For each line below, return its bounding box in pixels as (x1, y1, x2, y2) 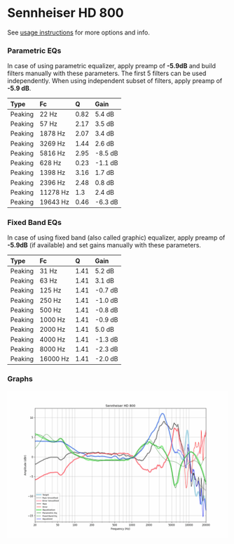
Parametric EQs (7, 46, 62, 56)
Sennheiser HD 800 (7, 5, 124, 21)
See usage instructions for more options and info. (7, 28, 151, 37)
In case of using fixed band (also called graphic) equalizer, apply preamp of (7, 233, 226, 242)
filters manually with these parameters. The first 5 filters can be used (7, 69, 207, 78)
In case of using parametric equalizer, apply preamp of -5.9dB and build (7, 62, 216, 70)
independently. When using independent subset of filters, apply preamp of (7, 77, 223, 85)
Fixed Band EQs (7, 217, 62, 227)
